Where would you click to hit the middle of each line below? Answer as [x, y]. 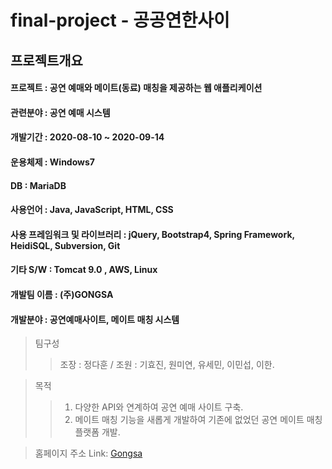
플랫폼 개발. [97, 432]
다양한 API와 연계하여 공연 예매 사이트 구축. [159, 407]
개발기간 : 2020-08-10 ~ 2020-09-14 [87, 137]
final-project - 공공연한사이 [120, 20]
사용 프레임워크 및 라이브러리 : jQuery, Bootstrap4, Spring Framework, [152, 234]
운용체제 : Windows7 [52, 162]
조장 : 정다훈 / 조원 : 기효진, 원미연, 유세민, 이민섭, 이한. [167, 365]
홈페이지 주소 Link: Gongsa [88, 453]
